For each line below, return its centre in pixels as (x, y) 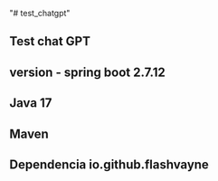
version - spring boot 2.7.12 (87, 72)
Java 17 (31, 103)
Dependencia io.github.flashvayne (109, 164)
